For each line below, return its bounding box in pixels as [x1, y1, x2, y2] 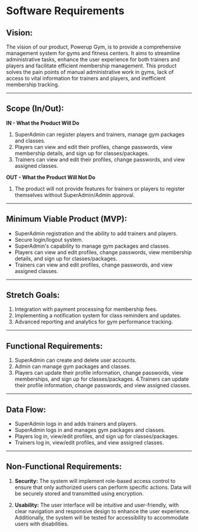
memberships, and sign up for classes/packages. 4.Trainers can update [14, 375, 189, 382]
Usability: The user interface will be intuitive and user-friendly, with [14, 501, 179, 508]
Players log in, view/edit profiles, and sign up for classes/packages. [14, 433, 179, 440]
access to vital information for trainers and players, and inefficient [6, 75, 166, 82]
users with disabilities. [14, 520, 69, 527]
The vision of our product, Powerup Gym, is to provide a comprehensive [6, 43, 181, 50]
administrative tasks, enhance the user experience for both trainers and [6, 56, 180, 63]
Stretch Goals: [6, 290, 60, 300]
